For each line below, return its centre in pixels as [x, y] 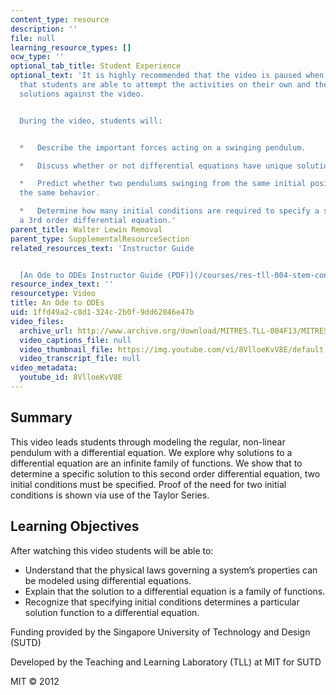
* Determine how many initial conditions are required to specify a [169, 211]
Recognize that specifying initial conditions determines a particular [162, 602]
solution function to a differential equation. [112, 612]
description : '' [44, 29]
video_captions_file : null [75, 340]
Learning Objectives [75, 526]
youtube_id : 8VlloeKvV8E [71, 377]
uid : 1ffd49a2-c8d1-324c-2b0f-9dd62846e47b [102, 312]
